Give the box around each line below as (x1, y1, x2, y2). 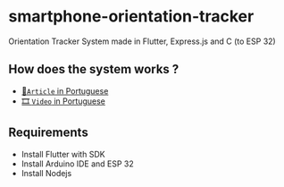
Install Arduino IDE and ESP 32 (21, 158, 135, 169)
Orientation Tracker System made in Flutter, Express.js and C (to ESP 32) (8, 36, 276, 47)
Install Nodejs (21, 167, 72, 178)
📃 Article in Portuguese (21, 85, 109, 96)
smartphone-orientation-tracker (8, 6, 255, 27)
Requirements (8, 125, 88, 140)
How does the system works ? (8, 62, 180, 77)
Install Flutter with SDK (21, 149, 105, 159)
